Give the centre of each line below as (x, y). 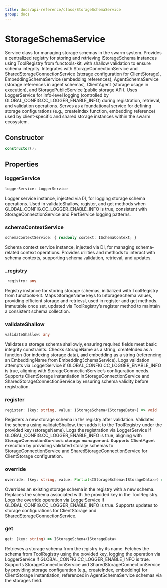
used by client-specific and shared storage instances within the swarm (78, 116)
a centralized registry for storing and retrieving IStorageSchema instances (81, 58)
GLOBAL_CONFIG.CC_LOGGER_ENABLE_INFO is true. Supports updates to (82, 505)
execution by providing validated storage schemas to (59, 446)
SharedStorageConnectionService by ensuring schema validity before (77, 381)
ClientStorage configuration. (34, 456)
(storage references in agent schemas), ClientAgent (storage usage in (77, 85)
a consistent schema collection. (38, 311)
